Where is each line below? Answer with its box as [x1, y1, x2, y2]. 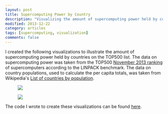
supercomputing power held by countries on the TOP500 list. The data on [5, 54, 157, 60]
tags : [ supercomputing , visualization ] [5, 30, 88, 35]
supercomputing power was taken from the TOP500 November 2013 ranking [5, 59, 163, 65]
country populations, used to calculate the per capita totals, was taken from [5, 70, 161, 76]
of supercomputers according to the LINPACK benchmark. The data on [5, 64, 151, 70]
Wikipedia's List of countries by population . [5, 75, 94, 81]
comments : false [5, 35, 39, 40]
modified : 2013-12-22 [5, 21, 50, 26]
